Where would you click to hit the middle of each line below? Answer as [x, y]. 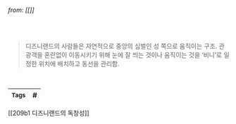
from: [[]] [21, 10]
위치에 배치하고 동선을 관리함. [79, 64]
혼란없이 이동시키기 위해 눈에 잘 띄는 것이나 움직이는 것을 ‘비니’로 [133, 55]
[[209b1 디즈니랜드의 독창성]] [49, 113]
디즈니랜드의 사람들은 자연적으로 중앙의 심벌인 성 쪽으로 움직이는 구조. [121, 46]
